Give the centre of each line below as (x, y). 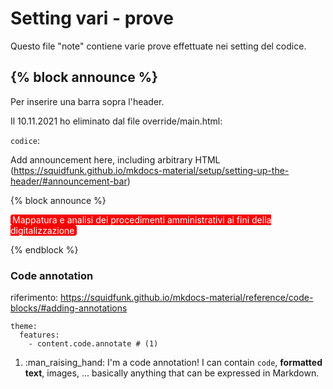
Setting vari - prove (92, 18)
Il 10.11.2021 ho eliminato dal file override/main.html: (116, 121)
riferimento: (34, 298)
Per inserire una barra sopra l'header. (87, 101)
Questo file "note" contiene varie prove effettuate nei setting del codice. (158, 46)
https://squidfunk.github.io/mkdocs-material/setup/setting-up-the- (151, 170)
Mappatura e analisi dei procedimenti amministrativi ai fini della (142, 219)
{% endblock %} (44, 249)
